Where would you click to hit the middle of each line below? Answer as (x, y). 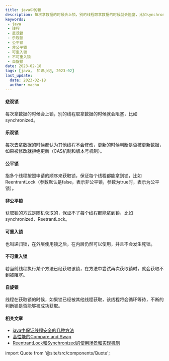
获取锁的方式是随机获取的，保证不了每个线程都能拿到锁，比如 (69, 213)
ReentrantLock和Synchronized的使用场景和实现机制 (66, 343)
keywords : (16, 19)
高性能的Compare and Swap (42, 337)
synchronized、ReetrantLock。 (37, 219)
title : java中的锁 (23, 10)
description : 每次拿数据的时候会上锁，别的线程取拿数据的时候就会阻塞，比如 (76, 15)
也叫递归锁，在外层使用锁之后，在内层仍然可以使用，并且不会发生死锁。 (80, 244)
